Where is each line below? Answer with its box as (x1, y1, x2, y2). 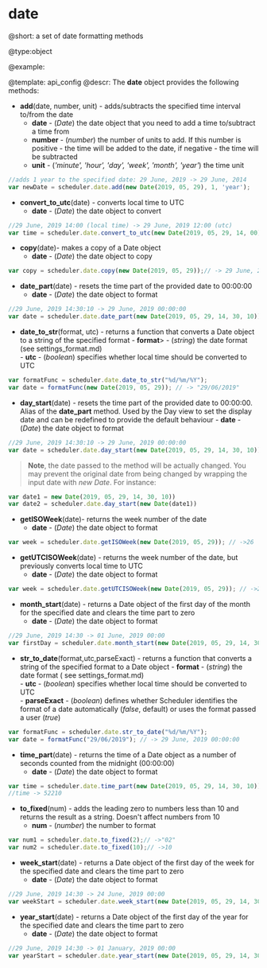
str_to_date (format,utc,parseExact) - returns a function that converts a (19, 653, 253, 663)
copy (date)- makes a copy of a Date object (19, 243, 161, 253)
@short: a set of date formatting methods (8, 31, 144, 41)
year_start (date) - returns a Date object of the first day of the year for (19, 912, 249, 921)
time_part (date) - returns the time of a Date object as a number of (19, 749, 237, 760)
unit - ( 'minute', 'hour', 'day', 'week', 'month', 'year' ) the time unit (31, 160, 245, 169)
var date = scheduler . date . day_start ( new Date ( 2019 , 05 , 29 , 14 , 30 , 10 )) (8, 446, 261, 454)
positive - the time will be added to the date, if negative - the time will (31, 143, 259, 153)
